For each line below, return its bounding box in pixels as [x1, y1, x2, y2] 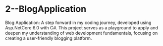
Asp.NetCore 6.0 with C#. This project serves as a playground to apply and [5, 24, 159, 30]
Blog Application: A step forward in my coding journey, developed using [5, 20, 152, 25]
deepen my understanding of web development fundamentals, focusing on [5, 30, 158, 36]
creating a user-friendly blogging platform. [5, 35, 92, 41]
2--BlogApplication [5, 3, 87, 15]
